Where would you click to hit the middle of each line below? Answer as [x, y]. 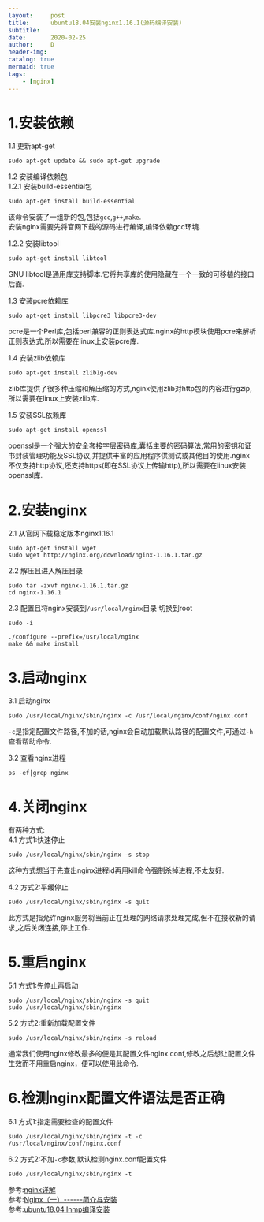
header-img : [28, 52]
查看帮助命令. [30, 741]
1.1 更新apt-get [32, 146]
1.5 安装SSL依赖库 [37, 415]
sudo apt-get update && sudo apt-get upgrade [84, 161]
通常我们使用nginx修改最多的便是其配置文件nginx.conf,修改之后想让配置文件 [132, 1054]
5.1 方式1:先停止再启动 [43, 985]
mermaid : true [32, 67]
